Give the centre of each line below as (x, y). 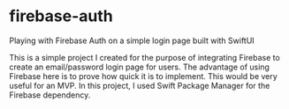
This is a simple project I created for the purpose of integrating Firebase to (144, 57)
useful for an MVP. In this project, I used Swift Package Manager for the (140, 85)
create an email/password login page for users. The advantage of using (139, 67)
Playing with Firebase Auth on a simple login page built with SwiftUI (132, 40)
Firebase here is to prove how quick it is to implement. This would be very (144, 76)
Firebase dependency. (50, 95)
